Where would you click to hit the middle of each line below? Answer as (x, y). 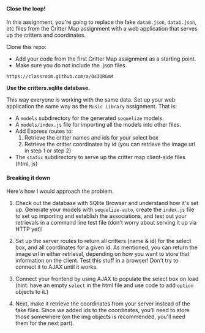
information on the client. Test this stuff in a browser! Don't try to (97, 261)
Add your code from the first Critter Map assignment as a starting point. (106, 59)
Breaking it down (28, 178)
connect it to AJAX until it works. (56, 267)
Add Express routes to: (44, 131)
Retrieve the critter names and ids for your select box (91, 138)
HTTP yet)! (29, 229)
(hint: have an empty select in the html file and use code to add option (104, 285)
